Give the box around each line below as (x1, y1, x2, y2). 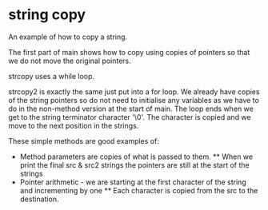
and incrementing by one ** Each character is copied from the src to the (19, 185, 258, 195)
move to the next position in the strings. (8, 121, 139, 130)
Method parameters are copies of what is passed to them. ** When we (19, 152, 254, 161)
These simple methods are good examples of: (8, 136, 160, 145)
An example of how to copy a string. (8, 32, 128, 42)
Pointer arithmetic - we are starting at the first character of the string (19, 177, 246, 187)
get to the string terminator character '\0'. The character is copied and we (8, 112, 251, 121)
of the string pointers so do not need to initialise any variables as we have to (8, 95, 260, 105)
